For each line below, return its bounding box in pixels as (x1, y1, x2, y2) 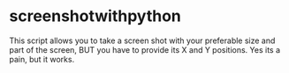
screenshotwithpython (9, 6, 181, 26)
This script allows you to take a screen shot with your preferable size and (9, 35, 276, 46)
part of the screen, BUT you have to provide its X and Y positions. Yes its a (9, 44, 281, 55)
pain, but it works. (9, 54, 75, 64)
